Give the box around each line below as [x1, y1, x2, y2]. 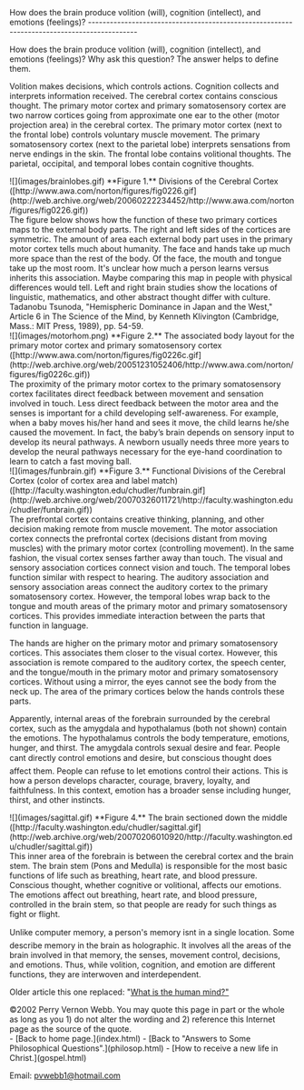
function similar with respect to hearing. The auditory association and [9, 572, 270, 583]
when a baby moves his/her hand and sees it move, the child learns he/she [9, 417, 289, 428]
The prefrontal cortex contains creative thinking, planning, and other [9, 514, 265, 525]
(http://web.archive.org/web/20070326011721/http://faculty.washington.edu [9, 495, 293, 505]
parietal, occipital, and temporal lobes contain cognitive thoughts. [9, 158, 255, 169]
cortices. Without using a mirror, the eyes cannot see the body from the [9, 676, 277, 687]
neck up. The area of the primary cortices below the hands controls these [9, 686, 285, 696]
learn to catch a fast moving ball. [9, 456, 132, 466]
